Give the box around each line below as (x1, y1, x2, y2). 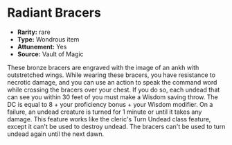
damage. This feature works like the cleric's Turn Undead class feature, (7, 114, 211, 123)
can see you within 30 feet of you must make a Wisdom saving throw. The (7, 92, 218, 101)
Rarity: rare (17, 28, 51, 36)
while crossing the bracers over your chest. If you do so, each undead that (7, 85, 220, 94)
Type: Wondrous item (17, 35, 80, 43)
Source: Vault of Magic (17, 50, 84, 58)
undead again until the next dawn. (7, 130, 105, 138)
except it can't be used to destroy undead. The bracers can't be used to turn (7, 122, 226, 130)
